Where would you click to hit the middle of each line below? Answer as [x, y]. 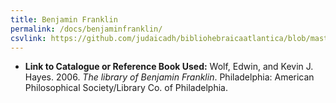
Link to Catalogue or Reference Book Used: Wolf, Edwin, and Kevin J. [169, 67]
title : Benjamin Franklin [64, 19]
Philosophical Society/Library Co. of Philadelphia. [126, 88]
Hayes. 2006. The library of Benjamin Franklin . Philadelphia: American [169, 77]
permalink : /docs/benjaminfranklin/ [86, 29]
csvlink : [28, 38]
